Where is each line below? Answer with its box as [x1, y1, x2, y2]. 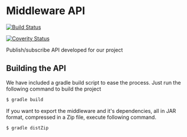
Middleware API [6, 4, 86, 18]
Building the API [6, 64, 67, 73]
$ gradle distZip [6, 125, 49, 131]
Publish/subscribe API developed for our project [6, 46, 123, 54]
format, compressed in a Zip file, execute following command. [6, 113, 156, 121]
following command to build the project [6, 85, 101, 92]
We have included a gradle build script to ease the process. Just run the [6, 79, 181, 86]
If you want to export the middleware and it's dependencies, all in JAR [6, 107, 176, 114]
